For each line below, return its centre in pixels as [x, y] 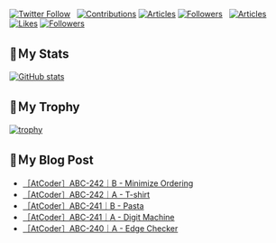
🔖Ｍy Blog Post [51, 160]
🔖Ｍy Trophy [45, 107]
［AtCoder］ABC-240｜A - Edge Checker [100, 229]
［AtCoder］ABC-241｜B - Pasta [83, 206]
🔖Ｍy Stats [39, 54]
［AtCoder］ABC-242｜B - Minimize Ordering [108, 183]
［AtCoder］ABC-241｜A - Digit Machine [98, 218]
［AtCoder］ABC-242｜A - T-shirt [86, 195]
